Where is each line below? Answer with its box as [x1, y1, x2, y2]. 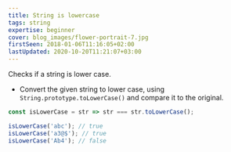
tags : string [8, 19, 51, 27]
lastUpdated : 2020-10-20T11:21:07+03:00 [8, 48, 143, 56]
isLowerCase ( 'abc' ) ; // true [8, 122, 103, 130]
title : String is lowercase [8, 11, 100, 20]
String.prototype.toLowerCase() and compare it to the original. [19, 93, 224, 102]
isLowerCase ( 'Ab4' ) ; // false [8, 136, 107, 145]
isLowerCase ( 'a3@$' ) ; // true [8, 129, 107, 137]
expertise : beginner [8, 26, 76, 34]
